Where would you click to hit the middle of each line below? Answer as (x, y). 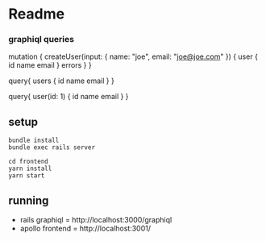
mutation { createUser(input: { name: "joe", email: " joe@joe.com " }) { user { (133, 56)
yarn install (30, 169)
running (29, 200)
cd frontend (28, 162)
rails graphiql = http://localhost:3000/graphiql (96, 220)
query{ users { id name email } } (61, 81)
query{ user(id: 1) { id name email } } (69, 97)
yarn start (27, 176)
